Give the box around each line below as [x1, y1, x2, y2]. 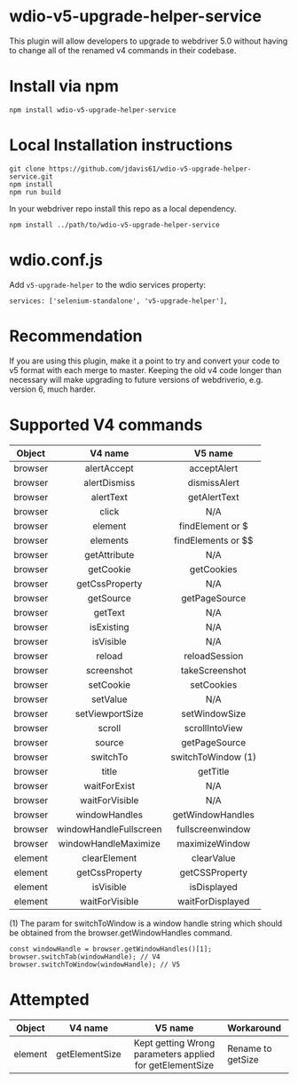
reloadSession [183, 649, 244, 662]
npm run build [9, 187, 62, 196]
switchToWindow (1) [170, 751, 257, 763]
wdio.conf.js [9, 251, 104, 270]
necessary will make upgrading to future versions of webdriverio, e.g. [9, 374, 263, 385]
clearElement [82, 851, 137, 864]
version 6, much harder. [9, 384, 96, 394]
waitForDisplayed [176, 895, 250, 907]
